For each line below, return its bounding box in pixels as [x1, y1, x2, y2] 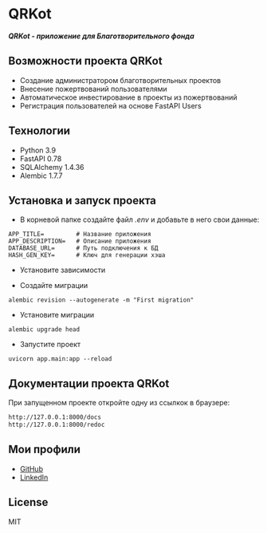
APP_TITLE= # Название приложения [8, 231, 151, 239]
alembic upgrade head [8, 326, 80, 334]
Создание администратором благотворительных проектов [19, 75, 222, 85]
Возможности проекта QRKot [8, 54, 163, 68]
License [8, 495, 49, 509]
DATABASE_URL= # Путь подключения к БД [8, 244, 159, 252]
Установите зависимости [19, 265, 106, 275]
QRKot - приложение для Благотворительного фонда [8, 31, 195, 41]
